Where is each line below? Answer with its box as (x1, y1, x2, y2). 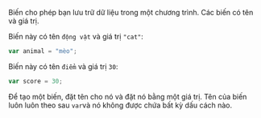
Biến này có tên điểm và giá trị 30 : (8, 61, 118, 71)
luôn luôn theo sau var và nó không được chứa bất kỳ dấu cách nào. (8, 100, 233, 110)
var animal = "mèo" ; (8, 47, 78, 55)
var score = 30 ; (8, 77, 63, 85)
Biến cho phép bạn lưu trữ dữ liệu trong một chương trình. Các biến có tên (8, 8, 254, 17)
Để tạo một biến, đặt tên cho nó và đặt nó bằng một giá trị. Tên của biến (8, 92, 247, 101)
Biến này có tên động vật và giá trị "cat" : (8, 32, 143, 41)
